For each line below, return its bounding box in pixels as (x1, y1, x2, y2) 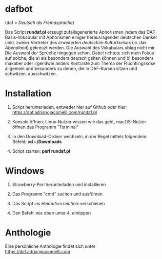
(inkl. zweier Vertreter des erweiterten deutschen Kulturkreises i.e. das (5, 39, 147, 45)
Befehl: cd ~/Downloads (12, 139, 62, 144)
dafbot (5, 3, 33, 15)
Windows (5, 165, 44, 177)
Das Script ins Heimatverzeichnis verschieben (12, 200, 105, 206)
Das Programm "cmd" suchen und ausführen (12, 191, 103, 197)
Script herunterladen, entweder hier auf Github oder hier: (12, 104, 127, 110)
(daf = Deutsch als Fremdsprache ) (5, 20, 75, 25)
